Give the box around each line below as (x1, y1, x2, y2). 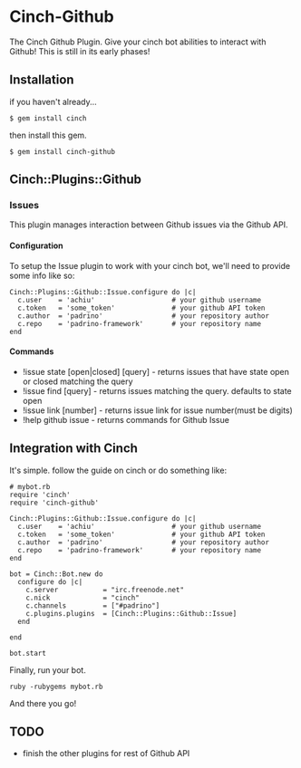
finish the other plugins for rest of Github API (22, 748, 190, 759)
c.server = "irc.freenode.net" (25, 585, 184, 594)
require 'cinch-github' (9, 498, 100, 507)
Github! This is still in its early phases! (9, 45, 150, 56)
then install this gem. (9, 130, 88, 140)
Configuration (9, 240, 63, 251)
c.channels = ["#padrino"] (25, 600, 160, 610)
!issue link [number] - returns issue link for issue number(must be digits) (22, 405, 293, 416)
